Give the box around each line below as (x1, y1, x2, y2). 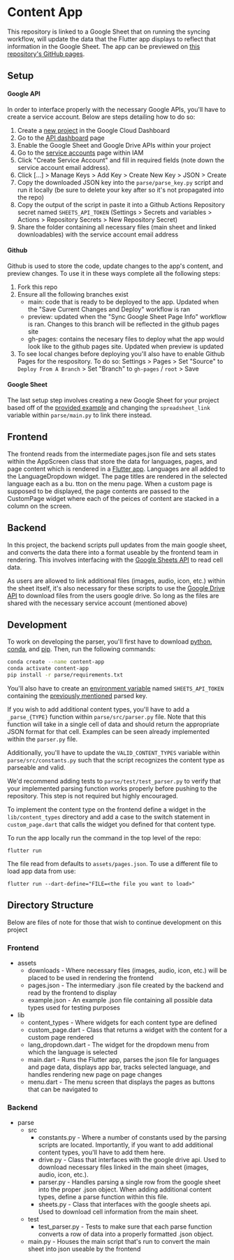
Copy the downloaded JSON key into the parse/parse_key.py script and (17, 178, 224, 186)
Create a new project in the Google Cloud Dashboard (17, 126, 170, 134)
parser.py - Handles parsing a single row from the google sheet (38, 1178, 221, 1187)
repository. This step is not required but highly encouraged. (7, 792, 178, 800)
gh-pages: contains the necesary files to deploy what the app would (27, 334, 225, 343)
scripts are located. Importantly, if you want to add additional (38, 1141, 214, 1149)
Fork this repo (17, 283, 58, 291)
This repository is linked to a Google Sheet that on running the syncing (7, 27, 210, 36)
